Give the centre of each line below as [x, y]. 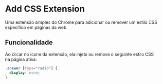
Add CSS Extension [45, 9]
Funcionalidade [29, 43]
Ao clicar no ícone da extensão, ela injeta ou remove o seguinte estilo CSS [80, 54]
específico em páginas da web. [36, 27]
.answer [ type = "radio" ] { [31, 68]
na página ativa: [21, 59]
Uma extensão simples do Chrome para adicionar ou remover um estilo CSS [81, 22]
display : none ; [25, 73]
